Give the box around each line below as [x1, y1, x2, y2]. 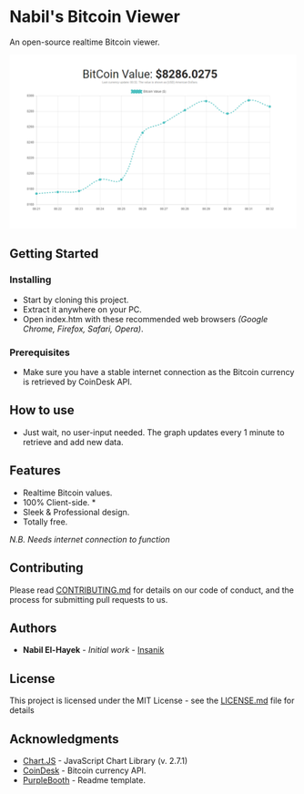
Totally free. [22, 516, 68, 527]
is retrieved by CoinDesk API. [22, 376, 133, 388]
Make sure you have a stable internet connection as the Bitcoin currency [22, 367, 295, 378]
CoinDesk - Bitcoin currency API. [22, 765, 147, 776]
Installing [9, 273, 52, 286]
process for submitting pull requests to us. [9, 594, 168, 605]
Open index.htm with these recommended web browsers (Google [22, 313, 269, 324]
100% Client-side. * [22, 496, 96, 507]
